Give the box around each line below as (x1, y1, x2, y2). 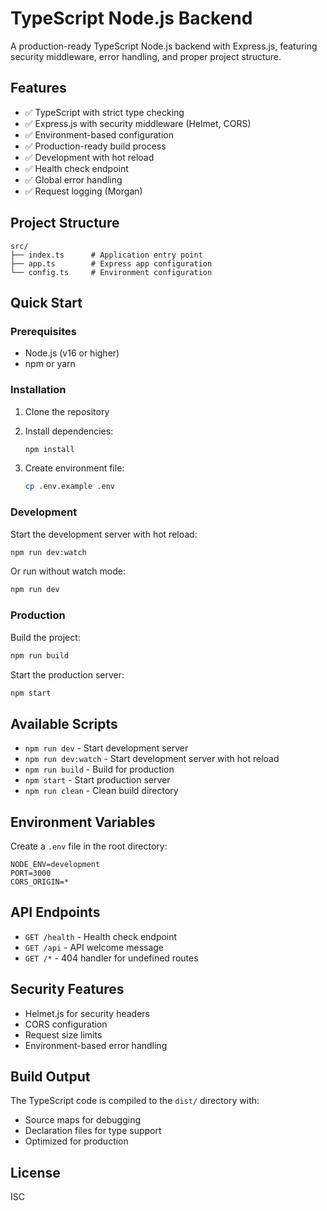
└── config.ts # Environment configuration (10, 267, 213, 277)
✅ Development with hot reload (24, 151, 155, 163)
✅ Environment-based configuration (24, 128, 174, 141)
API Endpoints (10, 904, 101, 921)
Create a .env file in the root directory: (10, 840, 168, 852)
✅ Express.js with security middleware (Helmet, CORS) (24, 117, 252, 129)
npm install (24, 444, 75, 454)
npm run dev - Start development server (24, 742, 189, 754)
